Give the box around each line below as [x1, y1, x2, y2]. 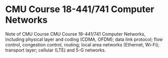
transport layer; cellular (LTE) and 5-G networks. [5, 47, 106, 53]
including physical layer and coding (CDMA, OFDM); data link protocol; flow [5, 36, 163, 42]
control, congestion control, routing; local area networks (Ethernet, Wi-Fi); [5, 41, 160, 47]
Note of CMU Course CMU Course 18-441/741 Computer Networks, [5, 31, 146, 37]
